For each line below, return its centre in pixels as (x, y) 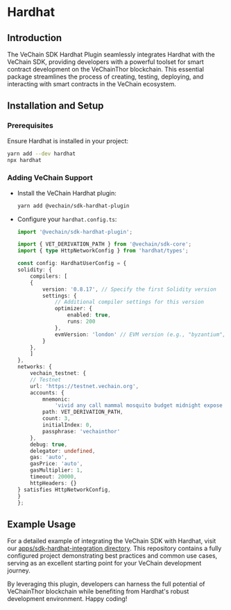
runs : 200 (81, 322)
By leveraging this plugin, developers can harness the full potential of (106, 584)
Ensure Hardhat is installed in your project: (68, 141)
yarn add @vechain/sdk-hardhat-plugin (73, 206)
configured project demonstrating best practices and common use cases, (112, 556)
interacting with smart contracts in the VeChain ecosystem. (92, 84)
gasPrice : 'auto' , (57, 464)
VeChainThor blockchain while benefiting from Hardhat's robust (98, 591)
